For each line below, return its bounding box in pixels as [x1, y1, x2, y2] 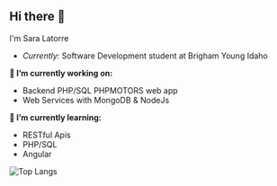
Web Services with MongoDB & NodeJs [22, 94, 170, 105]
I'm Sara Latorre [9, 32, 69, 43]
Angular [22, 148, 52, 159]
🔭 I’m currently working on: [9, 67, 113, 78]
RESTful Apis [22, 129, 71, 140]
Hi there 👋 [9, 9, 66, 24]
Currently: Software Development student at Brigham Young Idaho [22, 50, 268, 61]
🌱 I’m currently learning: [9, 111, 102, 122]
